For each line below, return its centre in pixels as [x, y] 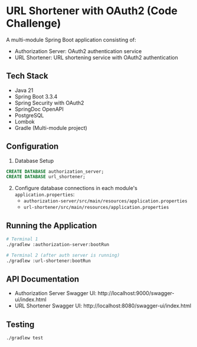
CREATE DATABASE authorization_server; [55, 171]
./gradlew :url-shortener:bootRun [49, 261]
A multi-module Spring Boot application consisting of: [71, 40]
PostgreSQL [29, 115]
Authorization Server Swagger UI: [55, 293]
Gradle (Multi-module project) [51, 127]
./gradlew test [25, 338]
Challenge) [34, 23]
